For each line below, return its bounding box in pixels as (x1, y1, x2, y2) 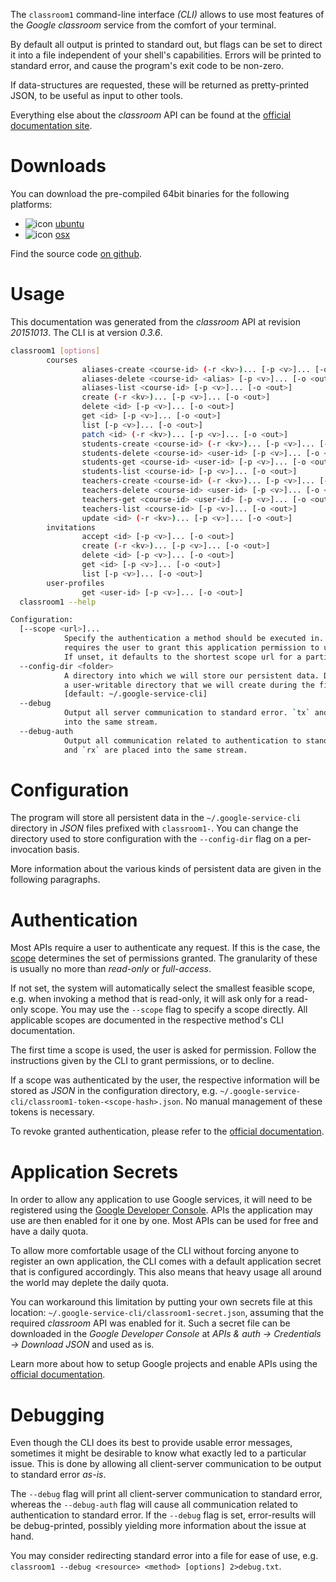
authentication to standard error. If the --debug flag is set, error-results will (10, 1509, 317, 1521)
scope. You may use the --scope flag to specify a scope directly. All (29, 1004, 308, 1016)
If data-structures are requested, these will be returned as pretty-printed (10, 79, 310, 91)
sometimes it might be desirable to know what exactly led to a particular (10, 1447, 307, 1459)
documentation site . (10, 120, 93, 131)
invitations (46, 522, 97, 533)
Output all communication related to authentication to (63, 735, 302, 746)
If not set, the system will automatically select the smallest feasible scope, (10, 982, 316, 994)
